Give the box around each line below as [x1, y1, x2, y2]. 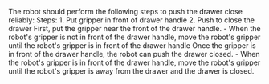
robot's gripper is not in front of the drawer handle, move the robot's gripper [8, 32, 261, 42]
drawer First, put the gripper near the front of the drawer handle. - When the [8, 24, 261, 33]
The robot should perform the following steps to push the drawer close [8, 7, 243, 16]
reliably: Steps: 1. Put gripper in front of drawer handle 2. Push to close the [8, 15, 255, 25]
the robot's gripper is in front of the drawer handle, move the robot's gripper [8, 58, 261, 67]
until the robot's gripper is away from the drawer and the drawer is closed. [8, 66, 255, 75]
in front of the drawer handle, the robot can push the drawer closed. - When [8, 50, 260, 58]
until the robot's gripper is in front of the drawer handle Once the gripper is [8, 41, 256, 50]
